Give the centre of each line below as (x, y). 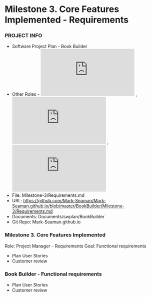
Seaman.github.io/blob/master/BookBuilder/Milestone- (68, 206)
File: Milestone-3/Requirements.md (48, 195)
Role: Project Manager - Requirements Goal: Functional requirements (75, 246)
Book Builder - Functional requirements (53, 274)
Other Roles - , (74, 94)
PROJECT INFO (23, 36)
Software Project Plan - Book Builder (50, 47)
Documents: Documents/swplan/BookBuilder (58, 217)
